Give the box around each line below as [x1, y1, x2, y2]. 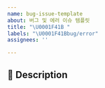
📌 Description [7, 68, 68, 81]
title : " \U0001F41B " [7, 23, 71, 30]
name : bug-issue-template [7, 10, 83, 18]
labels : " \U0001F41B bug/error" [7, 30, 99, 37]
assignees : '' [7, 37, 49, 44]
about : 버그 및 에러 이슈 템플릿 [7, 17, 90, 24]
